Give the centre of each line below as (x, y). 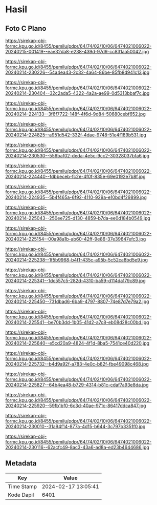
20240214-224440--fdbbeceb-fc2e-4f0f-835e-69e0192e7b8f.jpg (75, 176)
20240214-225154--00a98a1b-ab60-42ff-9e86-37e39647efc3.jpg (76, 239)
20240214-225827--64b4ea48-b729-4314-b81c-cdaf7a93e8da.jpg (77, 385)
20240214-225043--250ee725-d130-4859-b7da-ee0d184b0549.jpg (78, 218)
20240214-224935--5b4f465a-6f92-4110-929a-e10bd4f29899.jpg (76, 197)
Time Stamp (23, 487)
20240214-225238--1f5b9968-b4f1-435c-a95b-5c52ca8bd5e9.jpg (77, 260)
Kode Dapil (21, 495)
